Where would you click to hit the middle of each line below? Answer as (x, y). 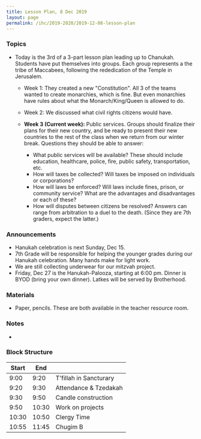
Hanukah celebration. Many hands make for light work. (83, 260)
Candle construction (84, 398)
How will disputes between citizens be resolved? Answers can (110, 206)
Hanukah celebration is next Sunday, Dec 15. (70, 247)
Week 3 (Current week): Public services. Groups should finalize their (109, 124)
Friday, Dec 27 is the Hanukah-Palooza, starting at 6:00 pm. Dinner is (100, 273)
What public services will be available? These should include (108, 155)
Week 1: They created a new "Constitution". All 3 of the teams (100, 88)
